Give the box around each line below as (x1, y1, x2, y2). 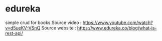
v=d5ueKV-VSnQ (5, 24, 41, 30)
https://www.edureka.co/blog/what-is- (77, 24, 157, 30)
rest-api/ (5, 30, 24, 36)
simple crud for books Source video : (5, 19, 82, 25)
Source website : (41, 24, 76, 30)
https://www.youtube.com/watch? (82, 19, 153, 25)
